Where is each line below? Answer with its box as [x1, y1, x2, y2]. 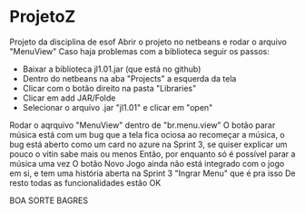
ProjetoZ [9, 6, 76, 27]
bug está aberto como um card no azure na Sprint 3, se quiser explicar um [9, 139, 288, 150]
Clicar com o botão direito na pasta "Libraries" [22, 82, 197, 93]
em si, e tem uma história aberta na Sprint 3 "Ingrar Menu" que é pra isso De [9, 168, 296, 179]
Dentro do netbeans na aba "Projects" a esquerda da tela [22, 73, 237, 83]
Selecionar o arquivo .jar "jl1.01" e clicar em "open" [22, 102, 213, 112]
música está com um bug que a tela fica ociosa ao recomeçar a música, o [9, 129, 286, 140]
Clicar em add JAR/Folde [22, 92, 116, 103]
